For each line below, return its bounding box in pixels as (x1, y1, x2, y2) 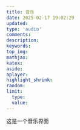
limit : (6, 88, 23, 95)
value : (12, 99, 28, 106)
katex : (6, 60, 23, 66)
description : (6, 37, 39, 43)
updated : (6, 20, 28, 26)
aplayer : (6, 71, 28, 78)
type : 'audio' (6, 26, 42, 32)
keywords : (6, 43, 32, 49)
